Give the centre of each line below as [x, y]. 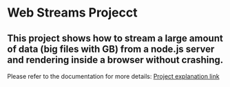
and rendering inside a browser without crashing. [115, 60]
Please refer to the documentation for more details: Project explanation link [113, 76]
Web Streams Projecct [72, 13]
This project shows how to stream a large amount [115, 38]
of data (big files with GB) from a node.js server [111, 49]
